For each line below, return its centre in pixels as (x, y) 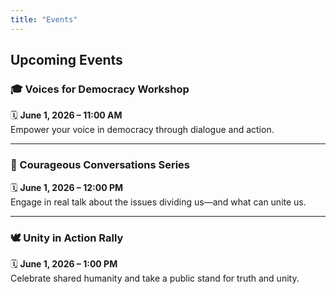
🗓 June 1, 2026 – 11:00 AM (66, 115)
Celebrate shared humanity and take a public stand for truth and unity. (155, 278)
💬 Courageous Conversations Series (100, 165)
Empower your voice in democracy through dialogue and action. (142, 130)
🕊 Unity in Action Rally (67, 238)
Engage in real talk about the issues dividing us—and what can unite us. (158, 202)
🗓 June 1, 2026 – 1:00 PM (64, 263)
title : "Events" (44, 19)
